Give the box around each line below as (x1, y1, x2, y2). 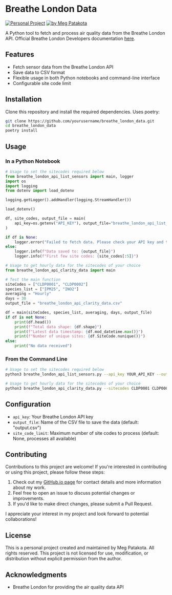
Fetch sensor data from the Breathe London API (12, 63, 114, 70)
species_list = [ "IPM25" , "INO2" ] (5, 286, 79, 292)
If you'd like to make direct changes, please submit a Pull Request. (12, 501, 153, 507)
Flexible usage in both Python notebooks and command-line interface (12, 75, 160, 81)
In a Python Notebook (5, 157, 60, 164)
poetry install (5, 128, 38, 133)
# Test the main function (5, 277, 60, 282)
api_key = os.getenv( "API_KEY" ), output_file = (14, 221, 111, 226)
